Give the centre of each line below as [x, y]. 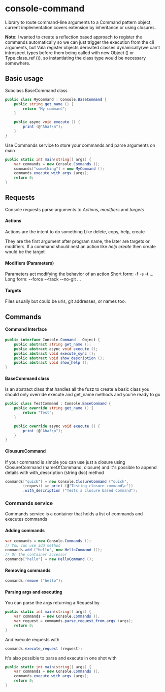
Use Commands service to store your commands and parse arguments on [80, 145]
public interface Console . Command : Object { [52, 340]
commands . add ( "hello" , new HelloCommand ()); [54, 550]
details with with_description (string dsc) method [55, 472]
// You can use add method [33, 545]
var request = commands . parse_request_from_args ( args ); [74, 621]
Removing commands [28, 570]
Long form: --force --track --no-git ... [43, 279]
